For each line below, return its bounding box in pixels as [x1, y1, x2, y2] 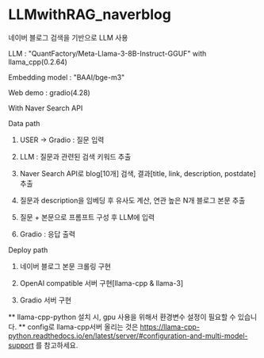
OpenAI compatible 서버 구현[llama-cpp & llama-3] [19, 278, 184, 287]
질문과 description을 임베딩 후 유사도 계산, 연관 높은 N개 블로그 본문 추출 [19, 195, 246, 205]
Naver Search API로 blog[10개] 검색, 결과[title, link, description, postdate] [19, 168, 256, 178]
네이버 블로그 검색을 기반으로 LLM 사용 [8, 33, 128, 42]
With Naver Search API [8, 103, 83, 113]
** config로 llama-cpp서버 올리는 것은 [18, 321, 139, 331]
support [8, 340, 34, 350]
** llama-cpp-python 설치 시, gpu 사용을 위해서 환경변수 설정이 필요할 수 [8, 312, 236, 321]
